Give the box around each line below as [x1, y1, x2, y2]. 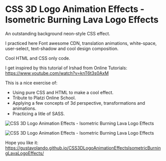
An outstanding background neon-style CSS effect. [5, 30, 111, 36]
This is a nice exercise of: [5, 80, 58, 86]
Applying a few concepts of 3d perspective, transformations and [12, 100, 146, 106]
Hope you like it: [5, 140, 38, 146]
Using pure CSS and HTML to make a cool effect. [12, 89, 114, 95]
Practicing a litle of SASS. [12, 111, 65, 117]
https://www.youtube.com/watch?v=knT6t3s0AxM [5, 70, 109, 76]
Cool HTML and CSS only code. [5, 55, 71, 61]
